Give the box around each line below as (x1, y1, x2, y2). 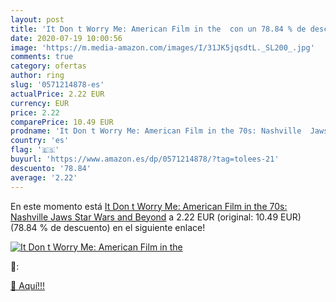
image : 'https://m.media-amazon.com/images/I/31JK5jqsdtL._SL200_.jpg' (10, 42, 315, 53)
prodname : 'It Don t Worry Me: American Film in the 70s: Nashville (10, 126, 302, 136)
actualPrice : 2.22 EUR (10, 89, 105, 99)
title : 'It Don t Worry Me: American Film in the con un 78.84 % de (10, 24, 307, 34)
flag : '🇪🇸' (10, 145, 60, 155)
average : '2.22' (10, 172, 78, 183)
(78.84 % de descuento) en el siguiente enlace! (10, 221, 206, 233)
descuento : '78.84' (10, 163, 92, 173)
